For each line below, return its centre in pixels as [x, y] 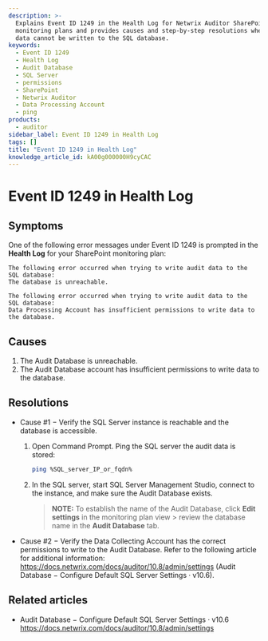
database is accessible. [58, 430]
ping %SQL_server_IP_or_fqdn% [82, 469]
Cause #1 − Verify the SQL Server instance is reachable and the [124, 422]
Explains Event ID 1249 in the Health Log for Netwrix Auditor [122, 23]
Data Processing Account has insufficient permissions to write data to [132, 310]
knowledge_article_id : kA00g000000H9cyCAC [80, 157]
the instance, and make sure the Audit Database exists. [122, 493]
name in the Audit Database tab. [105, 525]
